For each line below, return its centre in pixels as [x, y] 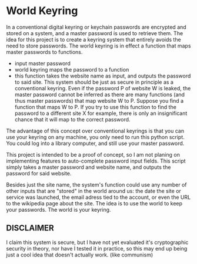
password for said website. [39, 173]
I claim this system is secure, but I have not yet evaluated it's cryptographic [97, 242]
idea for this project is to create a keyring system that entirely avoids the [94, 39]
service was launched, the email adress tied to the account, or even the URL [98, 197]
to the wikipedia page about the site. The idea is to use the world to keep [94, 203]
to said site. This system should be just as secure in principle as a [94, 82]
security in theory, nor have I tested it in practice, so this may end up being [97, 248]
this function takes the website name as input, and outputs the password [103, 76]
